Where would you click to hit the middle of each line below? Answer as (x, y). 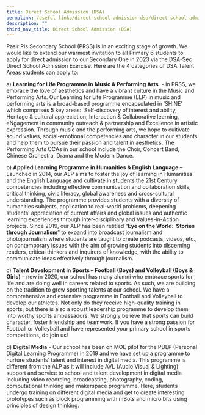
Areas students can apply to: (42, 72)
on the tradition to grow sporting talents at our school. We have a (88, 290)
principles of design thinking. (43, 406)
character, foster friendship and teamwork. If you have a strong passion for (101, 322)
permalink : (20, 18)
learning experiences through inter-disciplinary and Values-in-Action (92, 219)
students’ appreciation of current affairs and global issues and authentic (97, 213)
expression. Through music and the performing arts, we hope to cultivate (98, 130)
